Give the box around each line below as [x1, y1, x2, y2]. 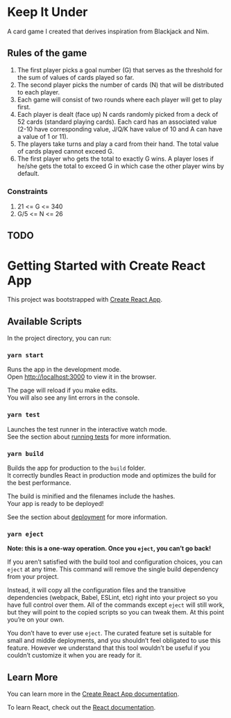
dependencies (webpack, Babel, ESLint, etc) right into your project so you [7, 594, 219, 602]
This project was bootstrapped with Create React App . [7, 295, 163, 304]
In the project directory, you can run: [7, 334, 112, 343]
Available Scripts [7, 316, 82, 327]
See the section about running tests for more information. [7, 432, 171, 441]
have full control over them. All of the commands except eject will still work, [7, 601, 225, 609]
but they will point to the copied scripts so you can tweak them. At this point [7, 608, 224, 617]
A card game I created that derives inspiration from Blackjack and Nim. [7, 27, 209, 35]
